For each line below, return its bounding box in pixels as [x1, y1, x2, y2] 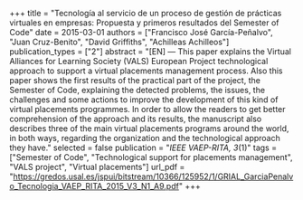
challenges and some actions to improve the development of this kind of [9, 94, 279, 105]
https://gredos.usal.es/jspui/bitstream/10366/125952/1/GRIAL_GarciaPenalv [13, 171, 294, 182]
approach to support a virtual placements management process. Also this [9, 65, 283, 76]
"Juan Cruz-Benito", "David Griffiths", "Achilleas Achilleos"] [9, 36, 230, 47]
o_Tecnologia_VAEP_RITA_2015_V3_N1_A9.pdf [9, 181, 179, 191]
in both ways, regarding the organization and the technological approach [9, 133, 280, 143]
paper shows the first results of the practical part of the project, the [9, 75, 260, 85]
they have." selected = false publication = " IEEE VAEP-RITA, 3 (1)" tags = [9, 142, 278, 153]
